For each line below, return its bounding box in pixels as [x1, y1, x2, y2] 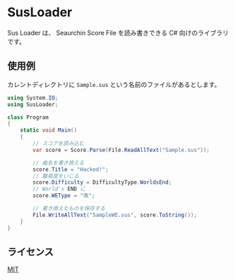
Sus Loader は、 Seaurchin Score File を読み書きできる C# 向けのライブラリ [7, 28, 229, 37]
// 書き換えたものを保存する [32, 205, 106, 212]
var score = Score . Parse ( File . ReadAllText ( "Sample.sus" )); [32, 146, 210, 153]
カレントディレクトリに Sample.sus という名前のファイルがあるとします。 [7, 80, 221, 88]
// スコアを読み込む [32, 140, 85, 147]
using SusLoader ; [7, 100, 59, 108]
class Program [7, 114, 49, 121]
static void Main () [20, 127, 78, 134]
